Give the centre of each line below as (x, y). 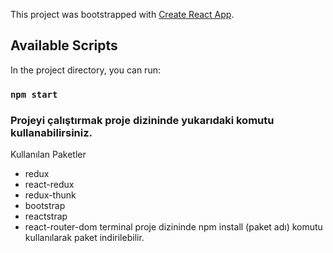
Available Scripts (64, 45)
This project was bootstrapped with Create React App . (122, 14)
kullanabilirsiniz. (51, 132)
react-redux (49, 185)
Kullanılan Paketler (48, 155)
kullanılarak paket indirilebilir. (84, 238)
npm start (34, 94)
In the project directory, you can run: (85, 70)
